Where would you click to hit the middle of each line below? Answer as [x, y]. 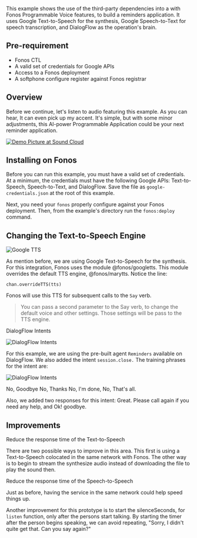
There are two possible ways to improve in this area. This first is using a [93, 451]
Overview [24, 98]
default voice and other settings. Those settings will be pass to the [101, 313]
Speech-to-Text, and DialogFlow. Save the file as [86, 187]
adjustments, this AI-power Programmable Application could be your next [95, 124]
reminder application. [32, 130]
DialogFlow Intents [29, 331]
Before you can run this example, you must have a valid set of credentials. [96, 174]
